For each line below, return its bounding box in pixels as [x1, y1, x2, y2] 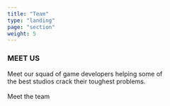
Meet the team [7, 92, 50, 100]
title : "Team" [7, 10, 50, 18]
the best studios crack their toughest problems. [7, 77, 146, 86]
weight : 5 [7, 30, 37, 37]
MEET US [7, 54, 40, 64]
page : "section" [7, 23, 55, 30]
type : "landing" [7, 17, 55, 24]
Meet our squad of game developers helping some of [7, 69, 163, 78]
